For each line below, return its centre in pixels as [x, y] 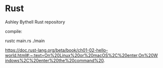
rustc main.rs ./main [25, 41]
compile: [14, 31]
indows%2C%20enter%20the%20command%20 [55, 60]
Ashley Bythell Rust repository [35, 22]
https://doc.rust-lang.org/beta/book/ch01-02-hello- [57, 50]
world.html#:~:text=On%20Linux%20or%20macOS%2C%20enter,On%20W [81, 55]
